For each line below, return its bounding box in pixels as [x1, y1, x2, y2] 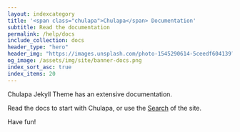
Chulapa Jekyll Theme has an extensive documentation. [7, 90, 173, 98]
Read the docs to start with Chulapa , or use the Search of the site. [7, 103, 202, 112]
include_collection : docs [7, 37, 84, 44]
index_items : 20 [7, 70, 56, 77]
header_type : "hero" [7, 44, 69, 51]
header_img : [7, 51, 43, 58]
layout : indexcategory [7, 10, 75, 18]
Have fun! [7, 117, 36, 126]
